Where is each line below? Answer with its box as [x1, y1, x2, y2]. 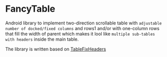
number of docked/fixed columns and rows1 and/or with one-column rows [5, 25, 159, 31]
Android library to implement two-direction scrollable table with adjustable [5, 20, 162, 26]
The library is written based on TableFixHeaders [5, 46, 106, 52]
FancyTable [5, 3, 55, 15]
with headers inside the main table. [5, 36, 79, 42]
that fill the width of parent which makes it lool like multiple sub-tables [5, 31, 155, 37]
